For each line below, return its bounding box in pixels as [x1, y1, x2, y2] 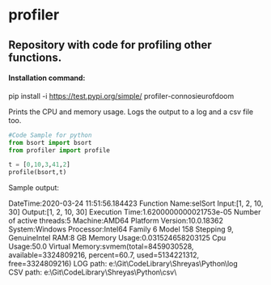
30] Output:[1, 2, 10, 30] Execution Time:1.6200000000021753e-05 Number [8, 207, 261, 217]
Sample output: [8, 183, 59, 193]
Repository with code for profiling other [8, 38, 212, 52]
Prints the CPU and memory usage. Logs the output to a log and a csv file [8, 107, 253, 117]
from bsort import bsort [8, 138, 92, 147]
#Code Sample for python [8, 131, 92, 139]
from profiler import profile [8, 146, 111, 155]
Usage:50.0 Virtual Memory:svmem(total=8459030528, [8, 241, 194, 252]
